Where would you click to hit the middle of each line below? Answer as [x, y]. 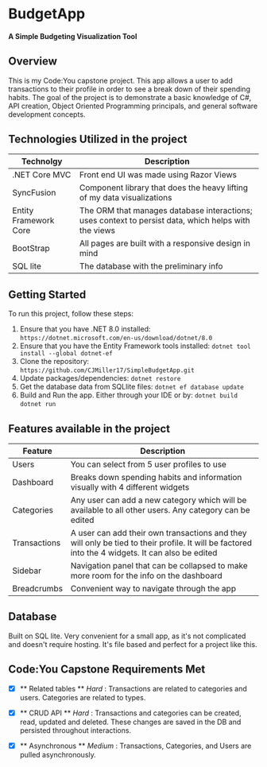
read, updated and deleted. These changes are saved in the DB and [130, 722]
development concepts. [47, 114]
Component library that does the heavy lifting [164, 188]
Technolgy [42, 161]
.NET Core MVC [42, 175]
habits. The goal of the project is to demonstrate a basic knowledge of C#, [130, 97]
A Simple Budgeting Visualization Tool [73, 36]
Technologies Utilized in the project [98, 139]
